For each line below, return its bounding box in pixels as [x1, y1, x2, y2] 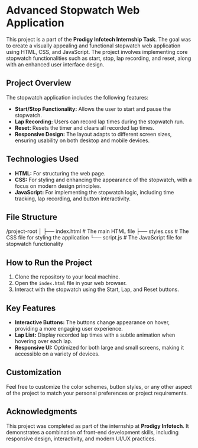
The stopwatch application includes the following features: [6, 94, 149, 101]
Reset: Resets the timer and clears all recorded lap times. [14, 124, 155, 131]
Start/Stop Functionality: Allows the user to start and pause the [14, 105, 171, 113]
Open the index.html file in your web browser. [14, 280, 127, 287]
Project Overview [6, 78, 72, 88]
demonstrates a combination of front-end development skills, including [6, 428, 179, 436]
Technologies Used [6, 154, 79, 164]
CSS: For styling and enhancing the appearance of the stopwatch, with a [14, 176, 192, 183]
